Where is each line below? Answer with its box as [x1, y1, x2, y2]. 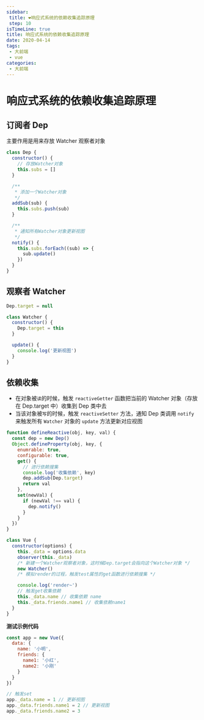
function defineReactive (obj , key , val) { [6, 430, 116, 436]
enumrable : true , [17, 447, 62, 453]
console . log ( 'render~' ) [17, 582, 78, 589]
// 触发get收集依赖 [17, 588, 61, 594]
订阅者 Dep [6, 120, 48, 130]
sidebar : [6, 9, 29, 15]
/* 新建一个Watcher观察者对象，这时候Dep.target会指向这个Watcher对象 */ [17, 560, 191, 566]
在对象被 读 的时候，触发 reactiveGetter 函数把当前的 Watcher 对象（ [15, 395, 188, 402]
